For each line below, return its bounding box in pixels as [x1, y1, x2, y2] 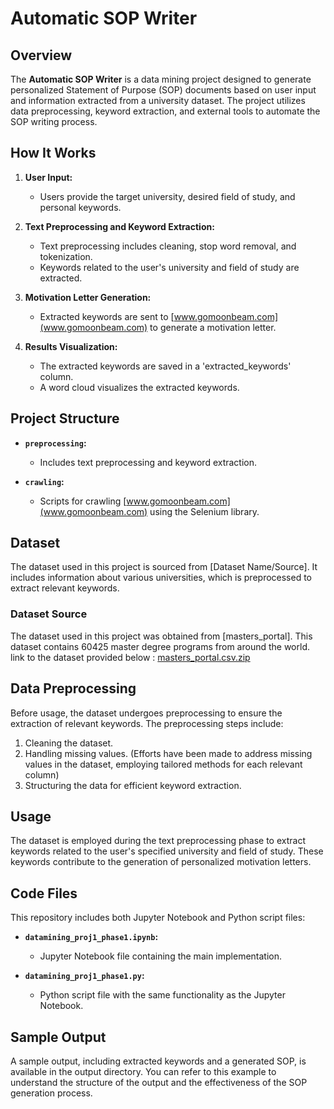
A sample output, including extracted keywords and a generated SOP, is [10, 1055, 307, 1067]
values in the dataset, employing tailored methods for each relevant [24, 758, 303, 770]
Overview [10, 47, 73, 64]
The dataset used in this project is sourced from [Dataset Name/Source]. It [10, 561, 318, 573]
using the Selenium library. [149, 505, 260, 517]
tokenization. [39, 250, 93, 262]
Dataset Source [10, 607, 88, 621]
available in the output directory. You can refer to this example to [10, 1065, 277, 1077]
